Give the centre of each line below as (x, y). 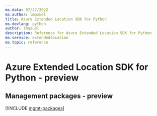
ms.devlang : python (26, 24)
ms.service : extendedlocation (37, 38)
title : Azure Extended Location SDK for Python (56, 19)
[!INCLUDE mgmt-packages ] (35, 108)
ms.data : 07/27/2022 (27, 10)
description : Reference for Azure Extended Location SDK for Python (78, 33)
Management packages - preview (59, 96)
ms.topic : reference (27, 42)
